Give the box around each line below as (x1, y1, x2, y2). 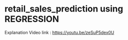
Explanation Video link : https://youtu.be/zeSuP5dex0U (4, 29, 114, 35)
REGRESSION (4, 13, 59, 25)
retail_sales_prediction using (4, 3, 123, 14)
